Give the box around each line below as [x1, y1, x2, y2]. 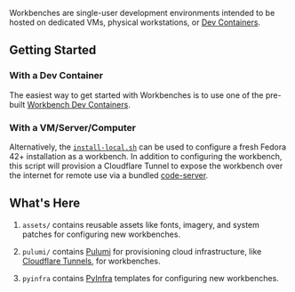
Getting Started [9, 43, 97, 58]
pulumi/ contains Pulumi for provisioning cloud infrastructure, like [21, 246, 262, 256]
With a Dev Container [9, 69, 104, 82]
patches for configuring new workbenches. [21, 229, 180, 239]
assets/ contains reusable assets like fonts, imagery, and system [21, 219, 260, 230]
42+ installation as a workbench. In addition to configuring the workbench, [9, 150, 283, 161]
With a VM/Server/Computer [9, 121, 136, 134]
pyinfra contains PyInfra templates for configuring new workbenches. [21, 272, 280, 283]
